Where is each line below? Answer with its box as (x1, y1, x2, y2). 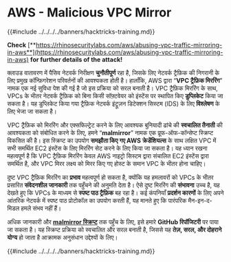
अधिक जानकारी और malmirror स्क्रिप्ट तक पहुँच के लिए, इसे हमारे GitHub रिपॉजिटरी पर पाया (7, 217, 219, 226)
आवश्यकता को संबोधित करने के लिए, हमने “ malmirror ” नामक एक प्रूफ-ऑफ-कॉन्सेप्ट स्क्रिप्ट (7, 128, 214, 136)
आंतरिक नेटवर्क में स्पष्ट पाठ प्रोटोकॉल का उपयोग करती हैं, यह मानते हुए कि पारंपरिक (7, 196, 187, 204)
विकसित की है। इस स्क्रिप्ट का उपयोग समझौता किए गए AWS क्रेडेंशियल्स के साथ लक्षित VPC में (7, 136, 217, 145)
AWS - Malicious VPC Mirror (7, 5, 172, 21)
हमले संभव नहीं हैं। (21, 204, 62, 212)
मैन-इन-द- (188, 196, 213, 204)
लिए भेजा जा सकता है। (7, 107, 57, 115)
